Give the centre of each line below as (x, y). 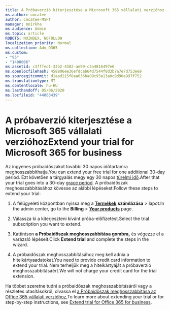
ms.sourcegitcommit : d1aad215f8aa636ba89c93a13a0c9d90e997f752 (74, 76)
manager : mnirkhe (24, 24)
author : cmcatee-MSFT (28, 19)
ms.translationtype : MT (30, 81)
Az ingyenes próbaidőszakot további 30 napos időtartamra (67, 167)
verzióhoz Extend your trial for (70, 142)
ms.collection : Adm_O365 (31, 48)
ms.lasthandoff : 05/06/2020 (35, 90)
